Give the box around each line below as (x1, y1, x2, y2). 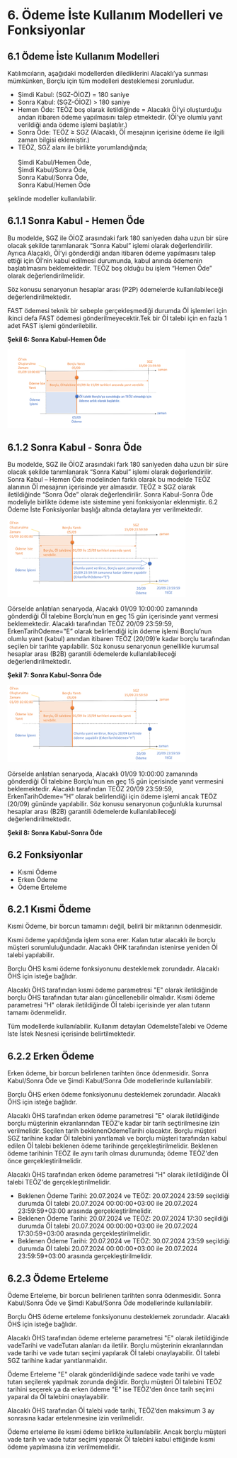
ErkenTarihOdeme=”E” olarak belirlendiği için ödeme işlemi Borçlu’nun (7, 627, 212, 635)
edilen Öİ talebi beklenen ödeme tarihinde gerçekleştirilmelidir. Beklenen (7, 1141, 218, 1151)
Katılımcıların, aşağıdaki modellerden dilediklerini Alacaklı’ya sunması (7, 69, 209, 77)
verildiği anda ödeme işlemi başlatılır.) (17, 120, 128, 129)
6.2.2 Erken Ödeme (7, 1050, 94, 1062)
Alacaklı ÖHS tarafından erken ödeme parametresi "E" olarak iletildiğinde (7, 1112, 220, 1120)
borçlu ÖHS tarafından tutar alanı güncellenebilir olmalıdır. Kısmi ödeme (7, 993, 216, 1002)
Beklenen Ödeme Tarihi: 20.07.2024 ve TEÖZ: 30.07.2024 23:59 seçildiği (17, 1237, 230, 1245)
